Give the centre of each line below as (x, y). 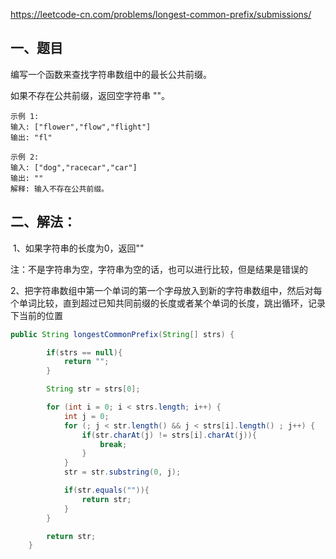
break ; (113, 444)
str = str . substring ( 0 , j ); (122, 472)
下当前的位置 (36, 315)
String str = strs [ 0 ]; (93, 389)
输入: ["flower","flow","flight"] (81, 127)
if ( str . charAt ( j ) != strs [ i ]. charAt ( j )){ (169, 435)
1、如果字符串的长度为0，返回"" (78, 248)
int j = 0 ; (86, 416)
